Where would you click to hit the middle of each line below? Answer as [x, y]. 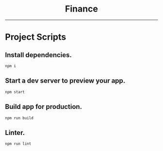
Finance [81, 9]
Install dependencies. [38, 55]
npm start [15, 92]
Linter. [15, 132]
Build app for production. [44, 107]
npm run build [19, 118]
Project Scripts [36, 37]
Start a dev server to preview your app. [65, 81]
